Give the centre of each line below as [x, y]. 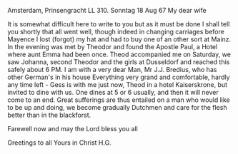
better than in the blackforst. [49, 115]
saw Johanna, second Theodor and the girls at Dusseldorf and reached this [119, 62]
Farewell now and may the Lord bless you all [73, 129]
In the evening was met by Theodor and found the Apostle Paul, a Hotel [113, 47]
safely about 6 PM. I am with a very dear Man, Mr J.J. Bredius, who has [112, 70]
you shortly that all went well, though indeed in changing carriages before [116, 32]
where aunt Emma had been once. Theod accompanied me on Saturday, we [119, 54]
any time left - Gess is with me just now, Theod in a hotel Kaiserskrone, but [117, 84]
